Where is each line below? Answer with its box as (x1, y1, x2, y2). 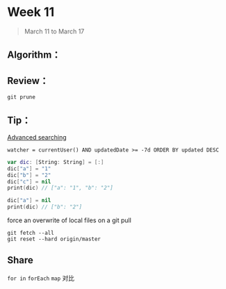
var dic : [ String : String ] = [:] (7, 158, 104, 165)
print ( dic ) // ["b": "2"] (7, 204, 82, 210)
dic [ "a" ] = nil (7, 197, 51, 204)
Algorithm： (7, 49, 61, 61)
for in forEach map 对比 (7, 274, 75, 282)
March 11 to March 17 (24, 27, 85, 35)
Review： (7, 74, 49, 87)
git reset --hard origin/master (7, 236, 101, 243)
